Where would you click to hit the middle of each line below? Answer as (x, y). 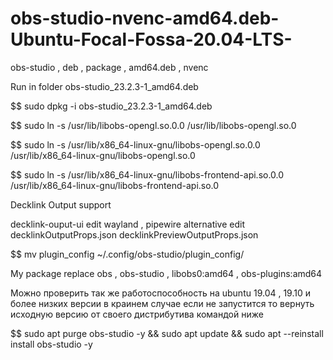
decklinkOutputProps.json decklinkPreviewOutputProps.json (134, 234)
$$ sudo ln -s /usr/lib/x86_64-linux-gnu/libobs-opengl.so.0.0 (135, 144)
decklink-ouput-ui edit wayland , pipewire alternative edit (128, 224)
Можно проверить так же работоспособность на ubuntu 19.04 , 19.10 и (161, 293)
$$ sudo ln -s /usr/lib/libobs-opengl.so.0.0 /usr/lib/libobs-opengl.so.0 (153, 125)
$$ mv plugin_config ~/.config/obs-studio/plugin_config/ (127, 254)
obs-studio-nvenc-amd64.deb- (145, 18)
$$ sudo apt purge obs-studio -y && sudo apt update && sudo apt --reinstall (167, 333)
